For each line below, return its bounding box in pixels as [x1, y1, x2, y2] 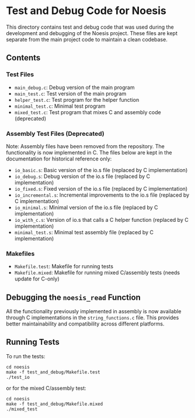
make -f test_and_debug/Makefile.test [6, 369, 100, 375]
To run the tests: [6, 352, 46, 359]
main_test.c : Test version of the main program [14, 90, 127, 97]
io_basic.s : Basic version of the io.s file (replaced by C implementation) [14, 166, 188, 173]
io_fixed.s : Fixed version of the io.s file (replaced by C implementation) [14, 185, 188, 192]
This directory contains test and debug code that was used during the [6, 23, 174, 30]
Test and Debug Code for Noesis [6, 4, 166, 18]
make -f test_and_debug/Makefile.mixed [6, 401, 103, 407]
